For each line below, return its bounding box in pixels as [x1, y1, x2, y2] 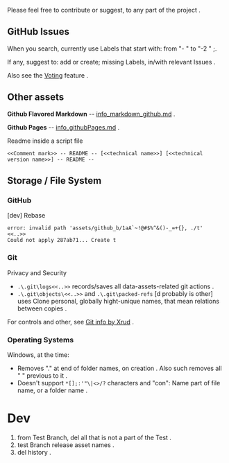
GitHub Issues [7, 26, 69, 37]
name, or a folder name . [17, 386, 88, 394]
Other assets [7, 91, 65, 103]
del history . [17, 448, 52, 456]
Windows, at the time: [7, 350, 69, 359]
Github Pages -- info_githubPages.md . [7, 123, 120, 131]
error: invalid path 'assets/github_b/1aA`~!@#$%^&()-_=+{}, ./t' [7, 225, 203, 232]
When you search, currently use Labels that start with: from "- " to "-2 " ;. [7, 44, 217, 53]
